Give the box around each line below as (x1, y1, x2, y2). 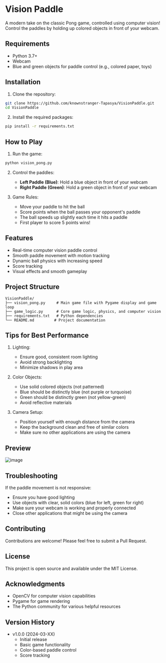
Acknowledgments (5, 579, 66, 588)
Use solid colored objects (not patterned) (19, 384, 104, 390)
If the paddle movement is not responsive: (5, 484, 91, 490)
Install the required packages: (12, 114, 74, 120)
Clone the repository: (12, 91, 56, 97)
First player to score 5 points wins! (19, 219, 90, 225)
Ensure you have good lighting (12, 494, 75, 500)
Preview (5, 444, 31, 452)
